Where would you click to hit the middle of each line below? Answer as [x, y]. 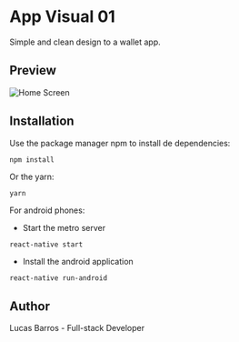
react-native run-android [58, 278]
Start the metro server [64, 228]
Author [30, 306]
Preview [33, 70]
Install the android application [78, 262]
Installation [42, 121]
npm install [32, 160]
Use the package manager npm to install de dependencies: [120, 143]
